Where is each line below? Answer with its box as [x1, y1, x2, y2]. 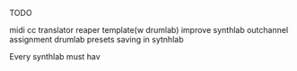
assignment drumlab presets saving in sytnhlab [9, 35, 184, 44]
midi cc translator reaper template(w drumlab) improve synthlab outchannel [9, 25, 289, 35]
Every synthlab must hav [9, 51, 100, 61]
